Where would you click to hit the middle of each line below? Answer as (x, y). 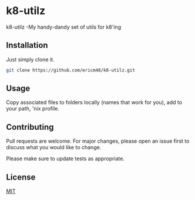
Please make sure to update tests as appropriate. (65, 158)
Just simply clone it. (30, 59)
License (21, 177)
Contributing (30, 127)
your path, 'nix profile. (33, 109)
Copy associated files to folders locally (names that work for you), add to (94, 102)
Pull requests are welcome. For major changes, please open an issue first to (98, 141)
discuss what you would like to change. (54, 147)
